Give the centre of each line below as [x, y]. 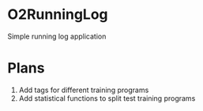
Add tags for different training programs [84, 90]
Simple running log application [57, 36]
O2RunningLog [58, 15]
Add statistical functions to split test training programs [107, 98]
